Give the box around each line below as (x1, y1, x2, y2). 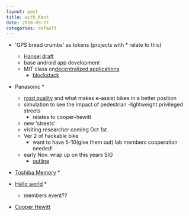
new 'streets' (23, 120, 56, 127)
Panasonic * (14, 83, 45, 91)
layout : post (6, 8, 39, 15)
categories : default (6, 25, 57, 31)
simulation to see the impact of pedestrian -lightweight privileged (23, 101, 184, 108)
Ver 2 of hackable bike (23, 133, 79, 140)
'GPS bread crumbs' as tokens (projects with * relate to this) (14, 41, 162, 49)
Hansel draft (23, 53, 54, 60)
